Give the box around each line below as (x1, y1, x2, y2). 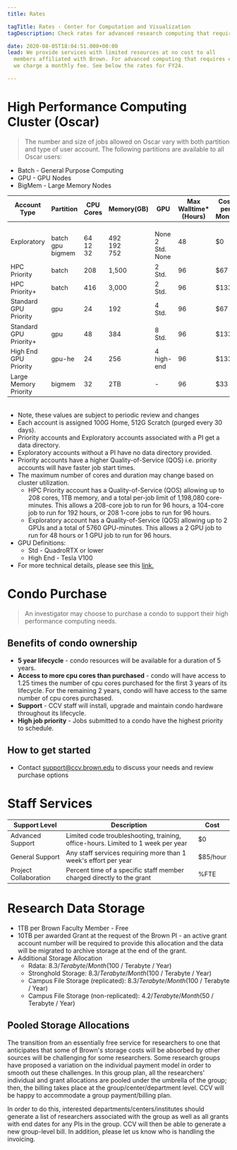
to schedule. (17, 723, 54, 732)
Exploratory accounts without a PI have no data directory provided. (17, 449, 213, 457)
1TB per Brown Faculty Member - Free (17, 924, 129, 932)
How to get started (7, 744, 91, 757)
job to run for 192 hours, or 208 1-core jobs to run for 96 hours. (28, 509, 212, 517)
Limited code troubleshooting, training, (66, 831, 181, 839)
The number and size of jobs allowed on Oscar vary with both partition (24, 137, 230, 146)
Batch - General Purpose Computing (17, 166, 124, 174)
